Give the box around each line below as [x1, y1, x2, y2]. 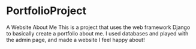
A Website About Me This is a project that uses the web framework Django [6, 24, 191, 31]
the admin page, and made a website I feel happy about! [6, 36, 145, 43]
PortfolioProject [6, 4, 87, 18]
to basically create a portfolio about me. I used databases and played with [6, 30, 189, 37]
